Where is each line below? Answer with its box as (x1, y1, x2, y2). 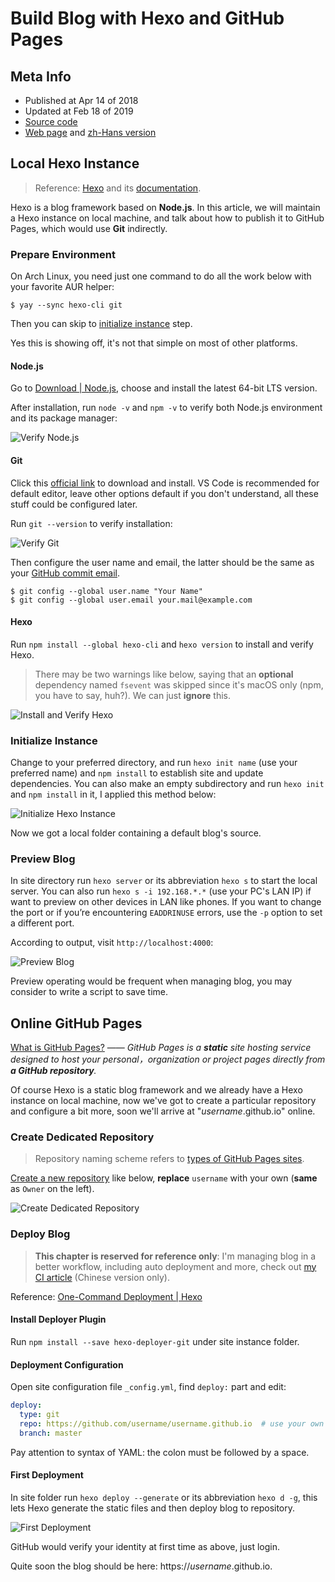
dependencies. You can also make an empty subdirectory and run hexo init (10, 778, 325, 790)
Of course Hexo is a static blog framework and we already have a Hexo (10, 1084, 303, 1096)
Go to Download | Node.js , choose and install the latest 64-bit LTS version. (10, 382, 318, 394)
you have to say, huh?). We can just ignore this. (34, 689, 231, 701)
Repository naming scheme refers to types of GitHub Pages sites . (34, 1153, 305, 1165)
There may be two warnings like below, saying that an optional (34, 668, 294, 680)
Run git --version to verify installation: (10, 517, 173, 529)
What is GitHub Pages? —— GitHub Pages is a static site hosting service (10, 1042, 312, 1054)
